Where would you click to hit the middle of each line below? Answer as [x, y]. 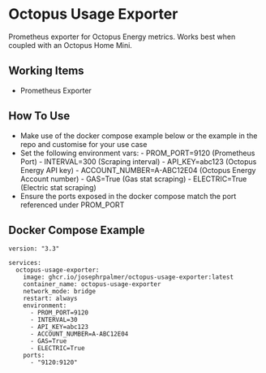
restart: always [51, 299]
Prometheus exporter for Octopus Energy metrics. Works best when [122, 37]
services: [25, 263]
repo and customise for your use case [84, 144]
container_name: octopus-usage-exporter [92, 284]
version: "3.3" [34, 249]
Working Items [46, 71]
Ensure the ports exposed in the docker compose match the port [128, 196]
